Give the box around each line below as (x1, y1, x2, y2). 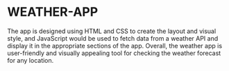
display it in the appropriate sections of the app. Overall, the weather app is (7, 41, 223, 50)
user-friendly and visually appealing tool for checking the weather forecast (7, 49, 221, 57)
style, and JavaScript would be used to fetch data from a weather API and (7, 34, 219, 42)
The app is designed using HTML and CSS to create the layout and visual (7, 27, 217, 35)
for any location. (7, 56, 54, 64)
